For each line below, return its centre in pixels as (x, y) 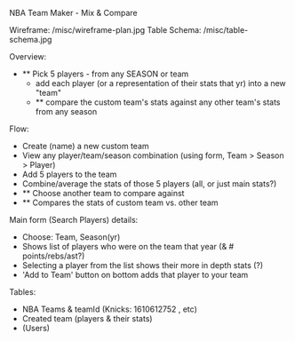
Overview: (28, 56)
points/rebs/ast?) (53, 256)
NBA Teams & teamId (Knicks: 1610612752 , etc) (110, 309)
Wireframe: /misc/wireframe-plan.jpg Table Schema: (105, 30)
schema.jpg (31, 40)
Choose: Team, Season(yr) (71, 237)
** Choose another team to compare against (103, 193)
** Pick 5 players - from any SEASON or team (105, 74)
